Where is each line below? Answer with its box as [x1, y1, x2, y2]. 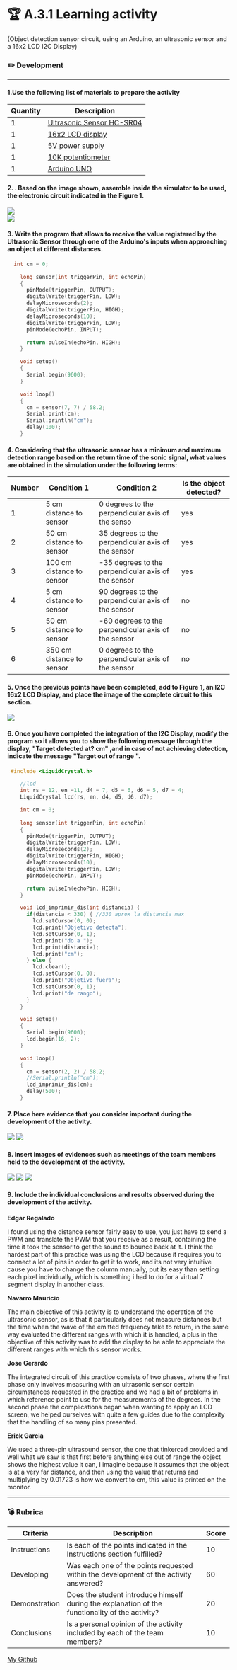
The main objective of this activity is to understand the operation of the [7, 1308, 214, 1316]
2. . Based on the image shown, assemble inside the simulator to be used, [7, 184, 227, 193]
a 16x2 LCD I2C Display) [7, 42, 78, 50]
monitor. [7, 1482, 32, 1491]
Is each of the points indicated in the [66, 1540, 188, 1550]
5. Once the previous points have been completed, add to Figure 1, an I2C [7, 682, 226, 691]
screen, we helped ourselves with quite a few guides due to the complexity [7, 1410, 225, 1419]
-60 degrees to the [98, 616, 164, 626]
